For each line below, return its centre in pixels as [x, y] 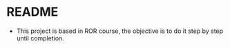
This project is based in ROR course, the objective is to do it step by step [120, 31]
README [32, 12]
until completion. [40, 38]
